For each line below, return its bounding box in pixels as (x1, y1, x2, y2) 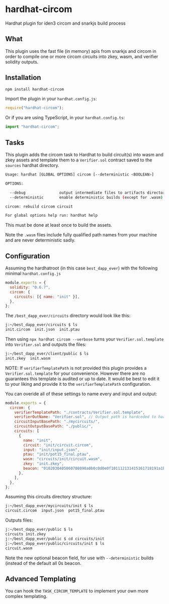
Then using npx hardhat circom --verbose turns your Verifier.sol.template (5, 336, 164, 342)
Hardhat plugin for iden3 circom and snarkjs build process (5, 20, 126, 26)
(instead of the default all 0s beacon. (5, 560, 81, 566)
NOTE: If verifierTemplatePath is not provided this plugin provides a (5, 365, 147, 371)
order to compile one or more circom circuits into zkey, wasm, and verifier (5, 53, 158, 59)
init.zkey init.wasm (5, 356, 51, 361)
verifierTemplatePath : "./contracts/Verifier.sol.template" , (14, 410, 145, 415)
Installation (5, 73, 41, 82)
